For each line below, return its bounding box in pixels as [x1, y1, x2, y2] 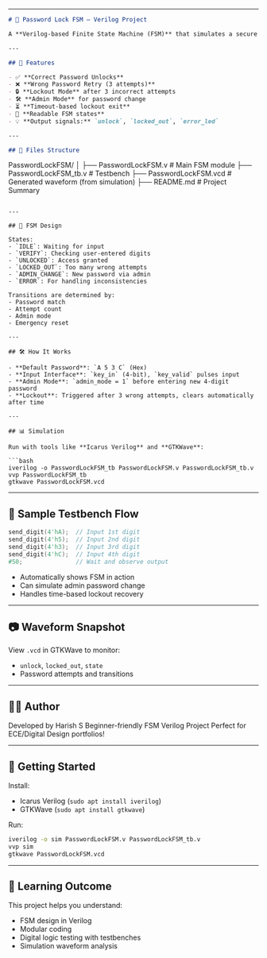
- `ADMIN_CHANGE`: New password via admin [8, 271, 151, 279]
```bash [8, 458, 34, 465]
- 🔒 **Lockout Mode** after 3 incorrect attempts [8, 88, 176, 96]
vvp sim [8, 843, 34, 851]
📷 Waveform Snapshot [8, 620, 126, 634]
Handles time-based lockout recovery [19, 589, 145, 598]
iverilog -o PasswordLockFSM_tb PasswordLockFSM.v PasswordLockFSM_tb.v [8, 464, 254, 473]
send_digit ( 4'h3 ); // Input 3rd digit [8, 543, 141, 550]
